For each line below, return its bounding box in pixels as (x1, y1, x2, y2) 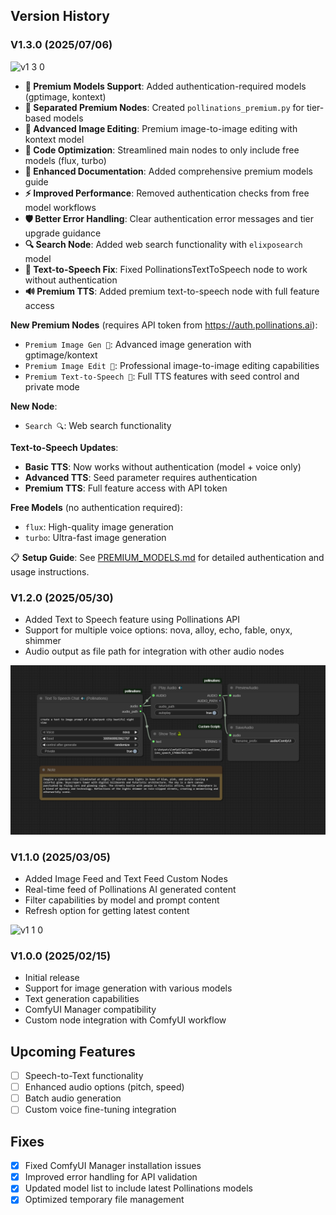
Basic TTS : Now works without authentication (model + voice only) (24, 460, 302, 473)
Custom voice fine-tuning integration (24, 1104, 177, 1116)
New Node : (10, 400, 58, 412)
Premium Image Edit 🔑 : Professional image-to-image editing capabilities (24, 359, 320, 371)
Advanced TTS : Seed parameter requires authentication (24, 471, 258, 483)
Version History (10, 8, 110, 25)
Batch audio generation (24, 1092, 122, 1104)
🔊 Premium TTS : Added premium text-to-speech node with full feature (24, 285, 320, 297)
